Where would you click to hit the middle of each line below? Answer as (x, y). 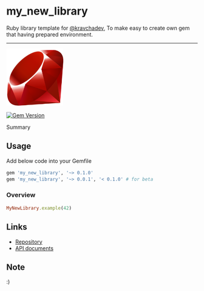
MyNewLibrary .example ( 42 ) (39, 208)
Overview (21, 194)
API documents (34, 248)
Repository (29, 242)
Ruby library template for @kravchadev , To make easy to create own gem (98, 28)
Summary (19, 127)
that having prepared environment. (49, 34)
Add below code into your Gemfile (49, 161)
